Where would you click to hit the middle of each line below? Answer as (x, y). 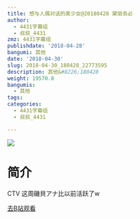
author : (18, 20)
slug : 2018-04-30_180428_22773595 (57, 65)
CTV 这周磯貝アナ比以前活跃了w (54, 193)
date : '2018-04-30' (36, 59)
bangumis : (22, 85)
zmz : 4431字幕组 (29, 40)
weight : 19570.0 (31, 78)
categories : (24, 104)
